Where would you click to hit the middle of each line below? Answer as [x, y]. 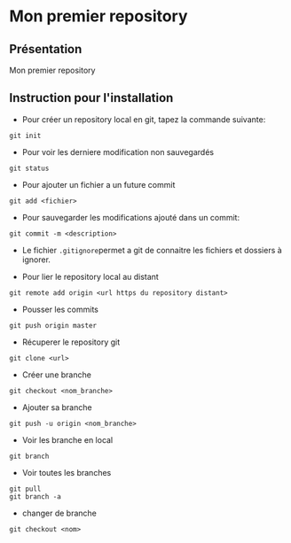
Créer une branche [56, 375]
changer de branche [59, 513]
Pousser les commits [60, 309]
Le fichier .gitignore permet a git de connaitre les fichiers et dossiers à [152, 250]
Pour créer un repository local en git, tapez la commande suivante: [144, 119]
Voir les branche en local [67, 439]
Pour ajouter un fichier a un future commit [98, 184]
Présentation [46, 49]
